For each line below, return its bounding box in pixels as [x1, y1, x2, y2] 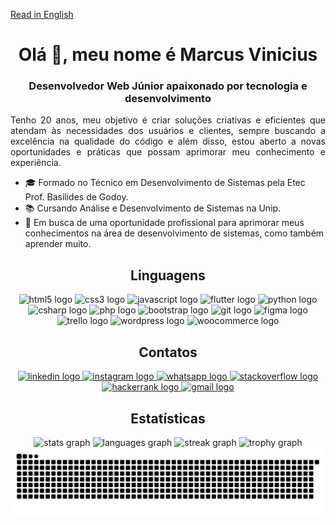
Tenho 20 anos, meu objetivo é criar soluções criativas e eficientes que [10, 114, 326, 126]
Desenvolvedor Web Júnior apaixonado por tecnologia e [28, 79, 308, 93]
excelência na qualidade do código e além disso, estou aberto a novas [10, 135, 326, 148]
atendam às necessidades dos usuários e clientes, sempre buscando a [10, 125, 326, 137]
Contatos [138, 344, 198, 361]
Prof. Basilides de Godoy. [24, 191, 129, 203]
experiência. [10, 157, 62, 169]
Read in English [10, 9, 74, 20]
